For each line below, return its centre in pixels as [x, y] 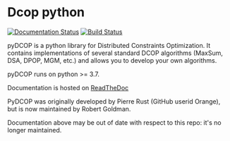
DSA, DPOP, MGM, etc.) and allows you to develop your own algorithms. [112, 60]
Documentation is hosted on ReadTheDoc [68, 87]
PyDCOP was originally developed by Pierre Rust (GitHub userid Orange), [114, 101]
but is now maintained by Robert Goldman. [69, 109]
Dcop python [46, 12]
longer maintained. [35, 130]
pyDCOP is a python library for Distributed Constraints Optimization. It [109, 45]
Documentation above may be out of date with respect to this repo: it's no [115, 122]
